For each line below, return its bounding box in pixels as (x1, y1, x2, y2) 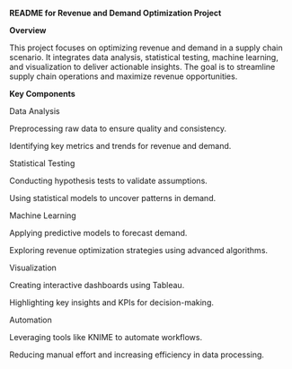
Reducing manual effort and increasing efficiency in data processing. (9, 349, 265, 360)
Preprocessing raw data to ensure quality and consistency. (9, 123, 227, 134)
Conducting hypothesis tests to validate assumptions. (9, 175, 208, 186)
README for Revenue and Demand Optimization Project (9, 8, 222, 18)
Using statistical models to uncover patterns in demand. (9, 193, 217, 203)
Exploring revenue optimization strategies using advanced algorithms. (9, 245, 268, 255)
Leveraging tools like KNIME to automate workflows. (9, 332, 203, 342)
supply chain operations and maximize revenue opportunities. (9, 71, 238, 82)
